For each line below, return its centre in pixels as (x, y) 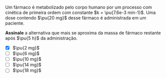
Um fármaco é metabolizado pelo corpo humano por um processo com (78, 7)
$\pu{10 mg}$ (27, 59)
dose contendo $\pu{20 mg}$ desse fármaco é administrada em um (76, 18)
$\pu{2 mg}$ (26, 48)
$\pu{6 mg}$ (26, 53)
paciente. (15, 23)
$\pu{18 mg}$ (27, 70)
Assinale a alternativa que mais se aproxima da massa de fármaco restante (83, 33)
